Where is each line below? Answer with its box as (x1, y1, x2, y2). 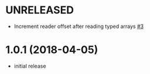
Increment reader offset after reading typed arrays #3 (13, 23, 144, 30)
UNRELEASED (5, 3, 74, 17)
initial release (13, 62, 46, 69)
